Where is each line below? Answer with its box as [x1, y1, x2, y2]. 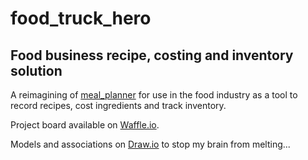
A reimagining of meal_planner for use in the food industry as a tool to [10, 89, 298, 101]
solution [10, 62, 63, 79]
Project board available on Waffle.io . [10, 119, 160, 131]
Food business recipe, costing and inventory [10, 47, 294, 64]
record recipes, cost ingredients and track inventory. [10, 100, 227, 111]
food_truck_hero [10, 7, 152, 30]
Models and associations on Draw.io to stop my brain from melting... [10, 138, 291, 150]
